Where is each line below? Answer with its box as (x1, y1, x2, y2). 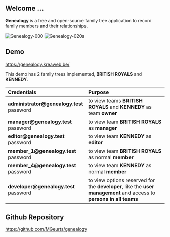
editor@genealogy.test (8, 132, 65, 139)
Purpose (88, 88, 109, 96)
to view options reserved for (88, 176, 155, 184)
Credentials (8, 88, 36, 96)
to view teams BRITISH (88, 97, 143, 104)
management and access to (88, 189, 156, 196)
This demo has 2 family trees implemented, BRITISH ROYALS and (5, 71, 142, 77)
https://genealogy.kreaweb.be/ (5, 61, 70, 67)
